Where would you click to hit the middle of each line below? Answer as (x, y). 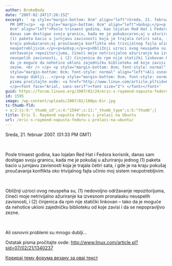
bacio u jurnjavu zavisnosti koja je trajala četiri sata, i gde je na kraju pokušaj (86, 165)
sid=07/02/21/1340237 (29, 248)
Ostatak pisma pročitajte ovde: (38, 242)
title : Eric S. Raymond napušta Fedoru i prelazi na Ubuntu (71, 115)
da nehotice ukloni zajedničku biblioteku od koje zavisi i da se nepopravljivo (85, 207)
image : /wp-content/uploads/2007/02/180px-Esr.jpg (60, 101)
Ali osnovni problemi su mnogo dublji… (46, 232)
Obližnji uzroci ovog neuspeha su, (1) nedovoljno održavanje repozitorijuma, (85, 191)
